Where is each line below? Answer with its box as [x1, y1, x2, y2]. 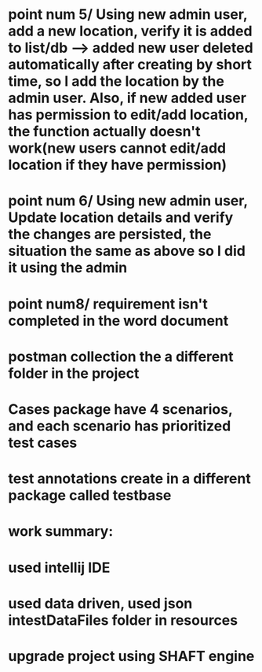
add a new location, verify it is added [8, 22, 253, 40]
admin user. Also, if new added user [8, 89, 247, 107]
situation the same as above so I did [8, 242, 246, 260]
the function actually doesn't [8, 123, 202, 141]
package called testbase [8, 486, 172, 504]
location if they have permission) [8, 156, 227, 174]
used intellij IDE [8, 559, 111, 576]
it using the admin [8, 259, 128, 277]
